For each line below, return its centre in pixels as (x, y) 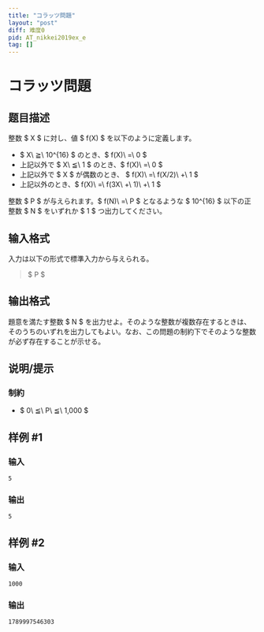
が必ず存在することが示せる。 (56, 341)
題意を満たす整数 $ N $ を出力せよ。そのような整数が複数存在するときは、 (130, 322)
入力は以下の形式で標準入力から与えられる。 (81, 258)
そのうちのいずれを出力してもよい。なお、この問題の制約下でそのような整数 (132, 331)
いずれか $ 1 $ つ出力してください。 (109, 211)
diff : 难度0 (26, 30)
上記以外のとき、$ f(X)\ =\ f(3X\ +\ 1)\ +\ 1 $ (90, 184)
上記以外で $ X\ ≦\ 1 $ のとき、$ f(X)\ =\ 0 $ (91, 165)
